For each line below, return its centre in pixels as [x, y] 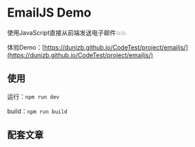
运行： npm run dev [33, 96]
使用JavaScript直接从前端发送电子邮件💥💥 [66, 32]
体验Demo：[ [26, 47]
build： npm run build [37, 111]
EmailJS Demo [49, 13]
